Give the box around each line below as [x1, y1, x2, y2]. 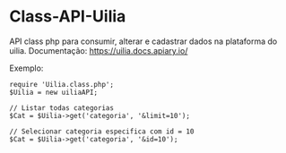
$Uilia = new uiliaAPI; [9, 88, 99, 97]
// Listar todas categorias [9, 103, 115, 113]
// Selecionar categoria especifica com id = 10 [9, 127, 195, 136]
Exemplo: [9, 63, 44, 73]
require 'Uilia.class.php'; [9, 80, 115, 89]
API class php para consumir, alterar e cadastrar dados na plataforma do [9, 36, 278, 47]
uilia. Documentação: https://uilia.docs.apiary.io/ [9, 45, 188, 55]
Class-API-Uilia [9, 6, 126, 27]
